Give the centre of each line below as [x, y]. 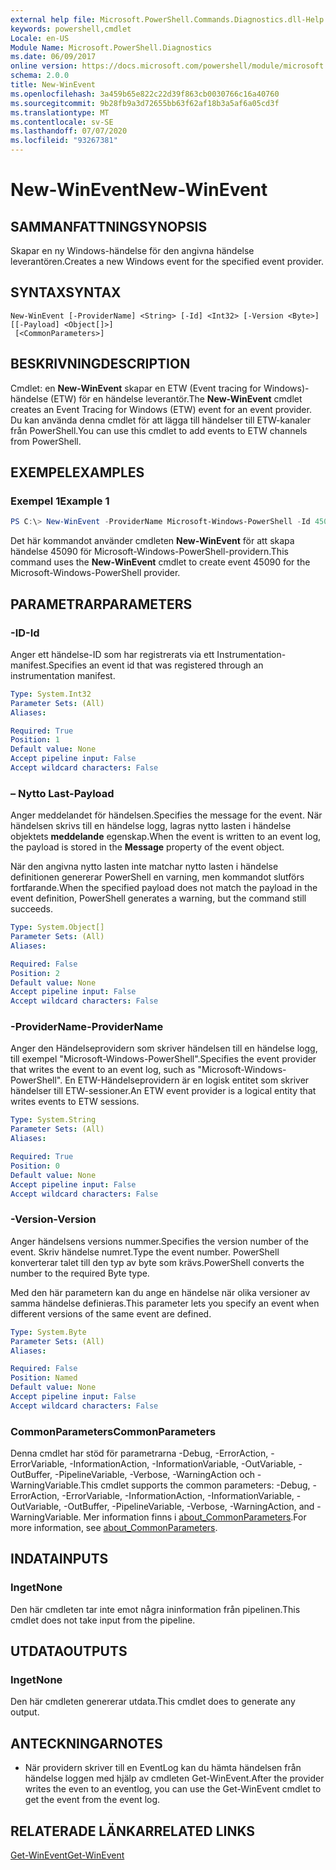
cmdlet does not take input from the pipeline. [103, 1620]
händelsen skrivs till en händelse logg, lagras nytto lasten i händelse [151, 826]
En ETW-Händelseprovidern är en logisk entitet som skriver [187, 1080]
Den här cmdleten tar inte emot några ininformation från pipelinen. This [155, 1609]
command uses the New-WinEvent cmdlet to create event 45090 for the [160, 562]
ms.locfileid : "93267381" [64, 141]
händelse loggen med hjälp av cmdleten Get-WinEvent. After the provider [174, 1778]
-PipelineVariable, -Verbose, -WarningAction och [154, 1475]
